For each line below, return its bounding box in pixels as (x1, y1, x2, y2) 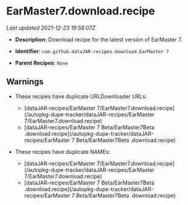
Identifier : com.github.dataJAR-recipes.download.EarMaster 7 (15, 47, 169, 55)
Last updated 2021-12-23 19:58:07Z (6, 24, 96, 31)
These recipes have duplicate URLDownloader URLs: (15, 92, 147, 100)
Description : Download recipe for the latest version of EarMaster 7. (15, 36, 183, 43)
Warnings (6, 77, 44, 87)
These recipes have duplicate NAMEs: (15, 148, 111, 155)
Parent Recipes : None (15, 59, 68, 66)
